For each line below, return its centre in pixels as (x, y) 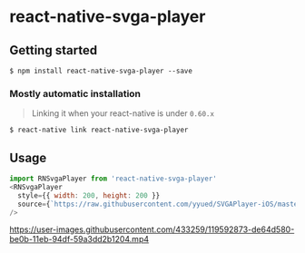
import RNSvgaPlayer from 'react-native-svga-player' (113, 179)
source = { (34, 204)
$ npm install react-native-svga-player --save (101, 71)
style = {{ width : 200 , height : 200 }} (89, 195)
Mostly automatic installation (75, 93)
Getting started (54, 50)
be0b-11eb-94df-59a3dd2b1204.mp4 (79, 239)
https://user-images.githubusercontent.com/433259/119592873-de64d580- (152, 229)
